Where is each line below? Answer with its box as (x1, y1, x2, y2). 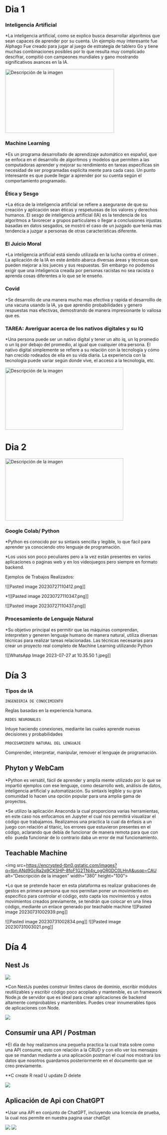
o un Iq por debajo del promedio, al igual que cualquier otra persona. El (5, 341, 151, 347)
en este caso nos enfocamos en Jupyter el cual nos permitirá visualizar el (5, 813, 156, 819)
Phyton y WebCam (5, 764, 64, 772)
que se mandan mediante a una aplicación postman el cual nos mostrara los (5, 1052, 161, 1058)
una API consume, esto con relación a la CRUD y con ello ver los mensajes (5, 1047, 158, 1053)
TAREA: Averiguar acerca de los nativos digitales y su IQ (5, 325, 144, 332)
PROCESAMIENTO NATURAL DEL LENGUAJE (5, 740, 81, 746)
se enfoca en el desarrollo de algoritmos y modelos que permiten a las (5, 156, 150, 162)
